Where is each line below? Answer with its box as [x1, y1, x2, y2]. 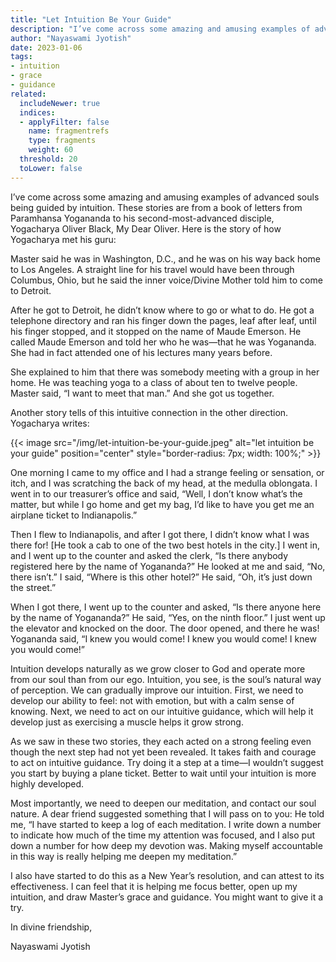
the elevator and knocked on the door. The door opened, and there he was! [10, 622, 320, 634]
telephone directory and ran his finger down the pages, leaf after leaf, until [10, 314, 317, 326]
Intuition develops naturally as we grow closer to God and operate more [10, 662, 306, 675]
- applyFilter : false [19, 117, 110, 127]
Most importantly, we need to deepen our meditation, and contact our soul [10, 797, 317, 809]
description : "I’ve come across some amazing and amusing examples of [10, 24, 311, 34]
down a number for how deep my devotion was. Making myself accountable [10, 839, 323, 851]
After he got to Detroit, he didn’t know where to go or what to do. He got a [10, 304, 315, 316]
